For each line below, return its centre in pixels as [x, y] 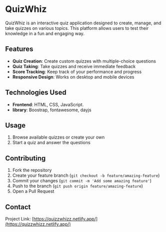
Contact [18, 207]
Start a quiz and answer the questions [51, 143]
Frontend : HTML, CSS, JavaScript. [48, 104]
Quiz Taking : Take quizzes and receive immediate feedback [74, 66]
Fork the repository [32, 170]
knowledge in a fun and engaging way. [45, 33]
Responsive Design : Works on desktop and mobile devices [73, 77]
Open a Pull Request [33, 191]
